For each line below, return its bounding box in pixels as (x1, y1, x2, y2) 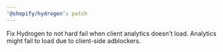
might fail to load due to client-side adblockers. (6, 36, 141, 45)
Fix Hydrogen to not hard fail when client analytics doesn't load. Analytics (6, 29, 217, 37)
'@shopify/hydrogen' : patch (6, 10, 88, 17)
